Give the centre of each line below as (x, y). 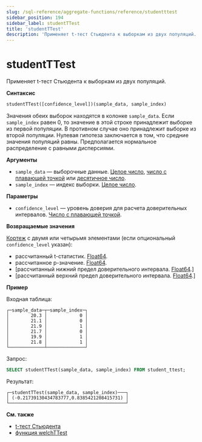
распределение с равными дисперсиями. (61, 148)
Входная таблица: (29, 299)
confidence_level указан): (39, 244)
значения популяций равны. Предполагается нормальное (81, 141)
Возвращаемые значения (40, 226)
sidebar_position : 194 (35, 18)
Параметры (22, 196)
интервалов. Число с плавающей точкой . (69, 214)
